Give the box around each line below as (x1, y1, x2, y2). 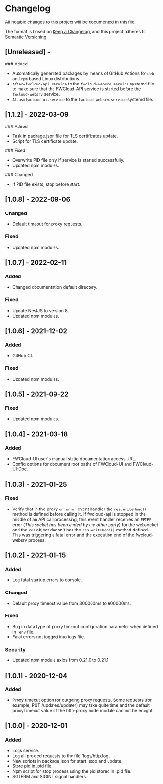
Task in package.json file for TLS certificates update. (12, 133, 118, 139)
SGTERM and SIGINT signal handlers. (12, 773, 88, 779)
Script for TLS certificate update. (12, 138, 78, 144)
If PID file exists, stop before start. (12, 181, 81, 187)
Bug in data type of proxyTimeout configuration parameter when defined (12, 623, 158, 629)
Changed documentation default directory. (12, 284, 98, 290)
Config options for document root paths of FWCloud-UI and (12, 461, 132, 466)
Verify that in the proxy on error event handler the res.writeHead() (12, 506, 147, 512)
